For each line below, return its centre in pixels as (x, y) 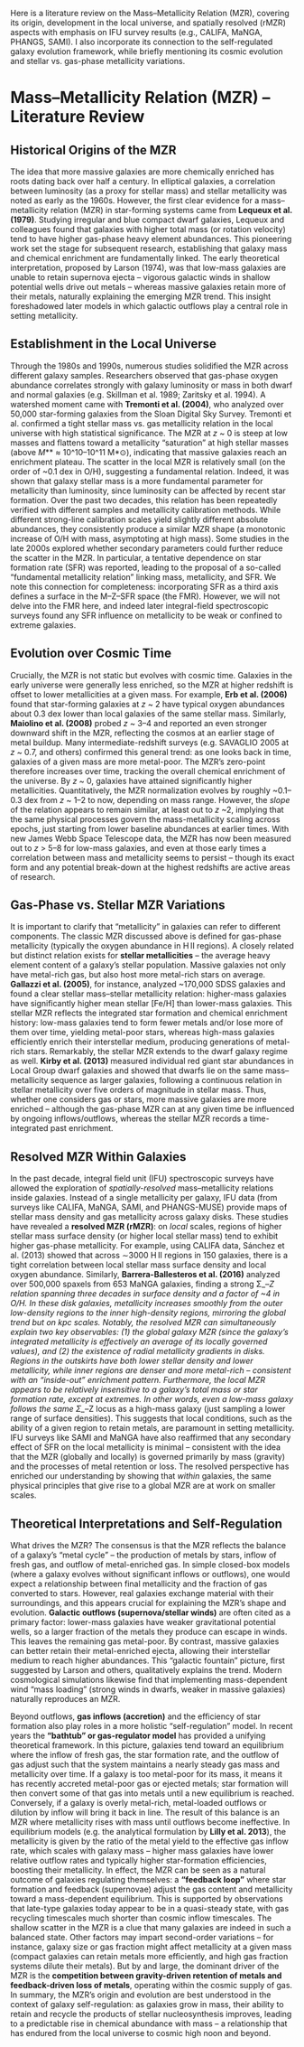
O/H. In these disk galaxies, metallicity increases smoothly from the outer (147, 1304)
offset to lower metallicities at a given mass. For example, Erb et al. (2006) (149, 694)
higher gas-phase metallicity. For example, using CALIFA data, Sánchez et (147, 1246)
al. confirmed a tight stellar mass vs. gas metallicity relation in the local (142, 423)
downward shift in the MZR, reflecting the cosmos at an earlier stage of (143, 733)
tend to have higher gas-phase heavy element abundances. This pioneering (151, 239)
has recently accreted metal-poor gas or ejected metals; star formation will (149, 1784)
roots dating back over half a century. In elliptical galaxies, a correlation (143, 181)
